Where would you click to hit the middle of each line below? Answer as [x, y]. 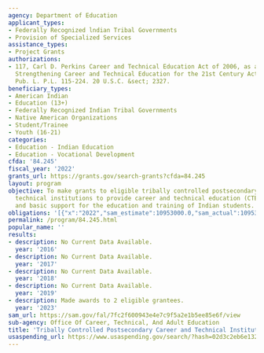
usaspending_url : [37, 337]
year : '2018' [37, 279]
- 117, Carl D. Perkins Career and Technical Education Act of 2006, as [130, 67]
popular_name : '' [37, 228]
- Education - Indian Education [61, 147]
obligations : [29, 213]
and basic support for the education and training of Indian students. [135, 205]
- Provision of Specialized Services [70, 37]
